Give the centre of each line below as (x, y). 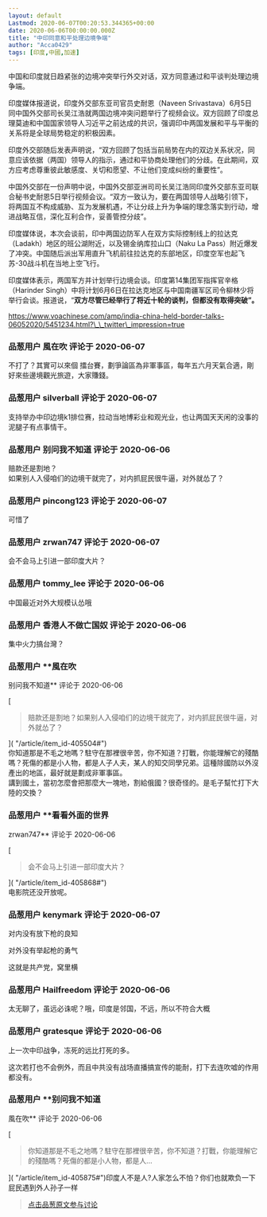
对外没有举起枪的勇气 (43, 950)
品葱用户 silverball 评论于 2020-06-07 (83, 398)
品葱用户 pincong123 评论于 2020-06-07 (88, 501)
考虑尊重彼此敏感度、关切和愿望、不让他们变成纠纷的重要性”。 (125, 170)
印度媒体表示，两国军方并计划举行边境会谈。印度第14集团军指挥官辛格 (123, 280)
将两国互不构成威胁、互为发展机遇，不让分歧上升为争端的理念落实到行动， (130, 207)
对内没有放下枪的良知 (43, 933)
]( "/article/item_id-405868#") (58, 882)
